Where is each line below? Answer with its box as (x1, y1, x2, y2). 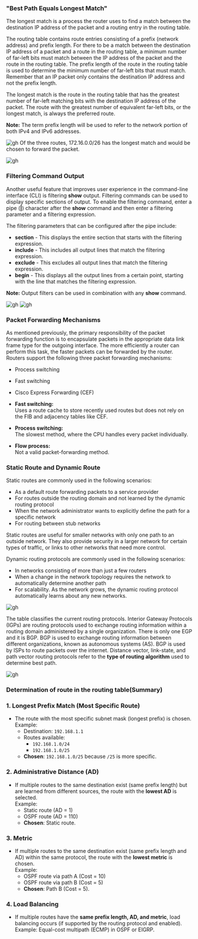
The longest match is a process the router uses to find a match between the (6, 18, 191, 25)
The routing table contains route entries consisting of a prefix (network (6, 36, 179, 43)
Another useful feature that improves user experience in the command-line (6, 185, 189, 192)
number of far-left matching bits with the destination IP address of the (6, 97, 176, 104)
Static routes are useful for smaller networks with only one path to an (6, 531, 174, 538)
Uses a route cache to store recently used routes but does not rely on (14, 407, 184, 414)
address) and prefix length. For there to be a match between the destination (6, 42, 191, 49)
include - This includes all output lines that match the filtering (14, 246, 165, 253)
